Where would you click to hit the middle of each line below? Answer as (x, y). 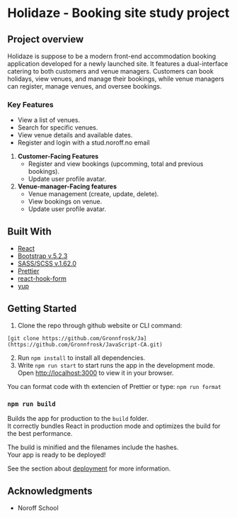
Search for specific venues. (58, 128)
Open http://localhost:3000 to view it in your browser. (96, 373)
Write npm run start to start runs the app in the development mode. (116, 365)
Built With (29, 231)
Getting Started (42, 309)
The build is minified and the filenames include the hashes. (93, 447)
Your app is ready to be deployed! (57, 455)
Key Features (31, 104)
